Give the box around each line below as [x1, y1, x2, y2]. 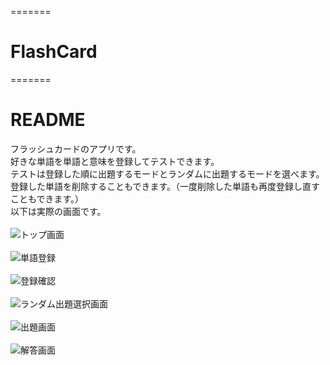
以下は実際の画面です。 [10, 205, 107, 217]
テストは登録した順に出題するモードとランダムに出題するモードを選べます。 [10, 167, 325, 180]
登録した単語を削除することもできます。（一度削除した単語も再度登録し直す [10, 180, 321, 192]
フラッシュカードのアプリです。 [10, 142, 142, 155]
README [10, 109, 86, 131]
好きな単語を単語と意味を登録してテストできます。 [10, 155, 220, 167]
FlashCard [10, 41, 98, 63]
